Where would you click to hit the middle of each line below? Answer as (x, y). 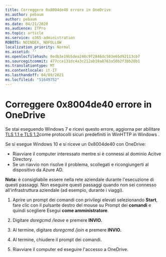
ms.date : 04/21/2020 (27, 24)
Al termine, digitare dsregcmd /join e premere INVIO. (67, 230)
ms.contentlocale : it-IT (31, 71)
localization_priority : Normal (38, 47)
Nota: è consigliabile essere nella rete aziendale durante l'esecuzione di (79, 179)
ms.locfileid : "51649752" (32, 80)
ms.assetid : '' (21, 52)
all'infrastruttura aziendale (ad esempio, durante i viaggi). (64, 190)
